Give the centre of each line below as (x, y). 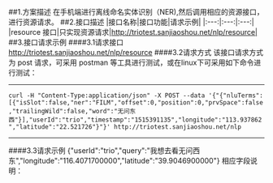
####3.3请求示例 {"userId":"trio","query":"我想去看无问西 (104, 151)
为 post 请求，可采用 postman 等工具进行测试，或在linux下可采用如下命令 (131, 62)
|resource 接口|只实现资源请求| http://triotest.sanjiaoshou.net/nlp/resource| (133, 32)
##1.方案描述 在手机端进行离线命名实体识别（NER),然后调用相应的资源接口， (136, 12)
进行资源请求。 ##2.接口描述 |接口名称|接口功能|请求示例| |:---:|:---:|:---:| (131, 22)
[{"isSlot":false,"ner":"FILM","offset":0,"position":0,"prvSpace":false (136, 103)
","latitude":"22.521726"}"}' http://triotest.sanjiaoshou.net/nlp (125, 127)
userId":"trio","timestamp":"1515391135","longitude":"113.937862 (147, 120)
